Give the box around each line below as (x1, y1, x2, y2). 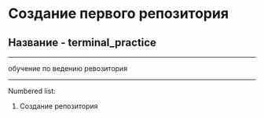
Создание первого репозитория (8, 5, 229, 23)
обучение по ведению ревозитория (8, 64, 128, 73)
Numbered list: (8, 87, 57, 95)
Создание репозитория (19, 102, 98, 110)
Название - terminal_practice (8, 36, 157, 49)
